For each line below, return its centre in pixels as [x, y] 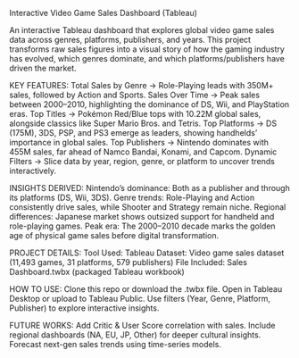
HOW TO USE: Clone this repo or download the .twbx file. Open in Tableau [146, 289]
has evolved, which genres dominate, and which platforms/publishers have [147, 58]
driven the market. [43, 68]
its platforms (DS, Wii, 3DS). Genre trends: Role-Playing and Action [132, 197]
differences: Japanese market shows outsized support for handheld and [142, 216]
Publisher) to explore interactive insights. [84, 308]
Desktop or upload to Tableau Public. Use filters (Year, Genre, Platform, [140, 299]
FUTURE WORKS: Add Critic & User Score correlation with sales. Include [142, 325]
